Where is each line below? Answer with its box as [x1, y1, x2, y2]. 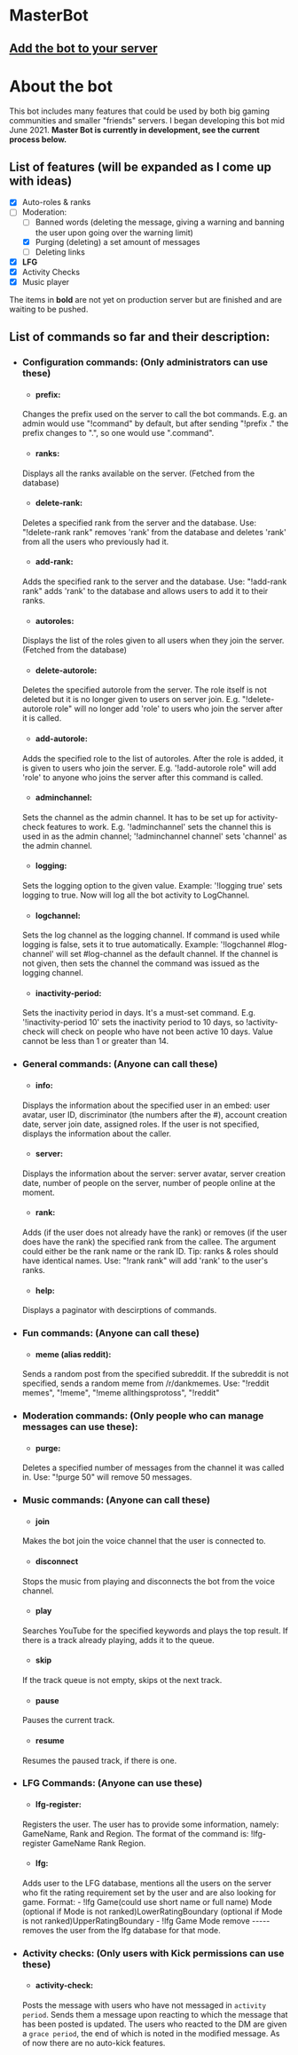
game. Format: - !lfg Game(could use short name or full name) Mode [21, 1896, 272, 1907]
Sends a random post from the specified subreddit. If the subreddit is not [21, 1369, 289, 1379]
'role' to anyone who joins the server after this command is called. [21, 771, 263, 782]
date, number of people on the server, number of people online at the [21, 1177, 276, 1188]
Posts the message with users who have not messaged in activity [21, 1999, 267, 2011]
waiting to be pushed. [9, 304, 89, 314]
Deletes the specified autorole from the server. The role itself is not [21, 684, 268, 695]
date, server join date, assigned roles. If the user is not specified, [21, 1118, 260, 1129]
